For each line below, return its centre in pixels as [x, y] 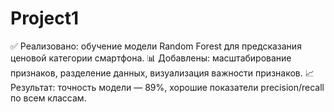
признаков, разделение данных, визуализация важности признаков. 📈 [162, 73]
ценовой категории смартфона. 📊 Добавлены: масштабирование [151, 58]
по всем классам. [48, 98]
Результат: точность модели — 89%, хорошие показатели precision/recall [167, 87]
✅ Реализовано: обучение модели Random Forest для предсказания [156, 46]
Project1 [45, 18]
